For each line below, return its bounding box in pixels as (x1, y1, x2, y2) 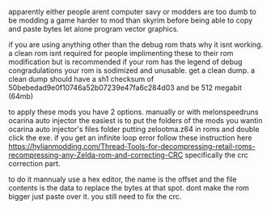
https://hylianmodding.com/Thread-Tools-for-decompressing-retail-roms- (8, 142, 256, 151)
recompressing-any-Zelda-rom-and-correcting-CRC (8, 150, 184, 160)
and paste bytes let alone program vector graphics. (8, 24, 180, 33)
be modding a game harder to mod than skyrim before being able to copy (8, 15, 253, 25)
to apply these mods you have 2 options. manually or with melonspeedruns (8, 107, 259, 117)
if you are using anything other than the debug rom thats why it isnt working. (8, 40, 264, 49)
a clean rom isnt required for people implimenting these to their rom (8, 49, 234, 58)
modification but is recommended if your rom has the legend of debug (8, 57, 243, 66)
